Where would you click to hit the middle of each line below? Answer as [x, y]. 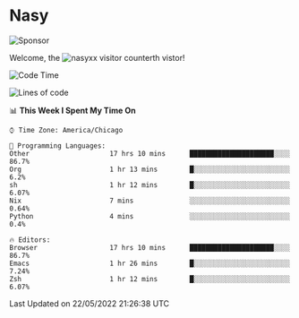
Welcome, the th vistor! [97, 57]
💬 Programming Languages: [57, 146]
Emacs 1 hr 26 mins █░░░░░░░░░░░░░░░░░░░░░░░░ [150, 263]
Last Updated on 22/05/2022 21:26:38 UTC [90, 303]
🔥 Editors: [30, 240]
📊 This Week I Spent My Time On [73, 110]
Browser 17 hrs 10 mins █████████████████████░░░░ [150, 247]
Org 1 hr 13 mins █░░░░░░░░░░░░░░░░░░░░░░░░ [150, 169]
